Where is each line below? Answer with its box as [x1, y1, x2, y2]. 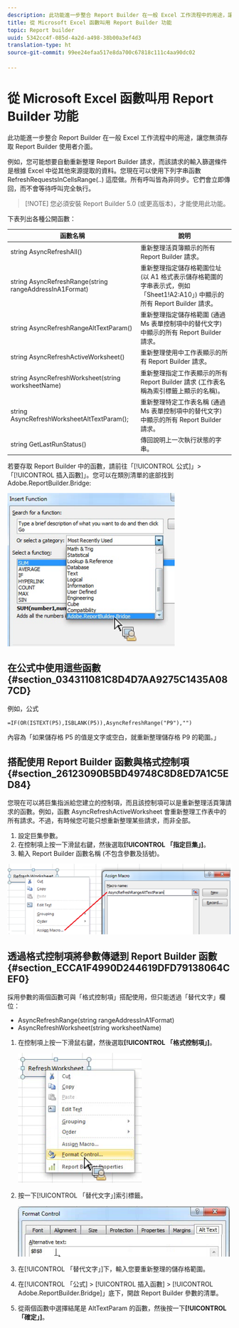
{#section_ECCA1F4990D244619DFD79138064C [7, 961, 230, 974]
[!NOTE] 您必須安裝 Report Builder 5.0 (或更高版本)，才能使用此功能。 [24, 199, 230, 208]
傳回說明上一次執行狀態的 [140, 436, 216, 444]
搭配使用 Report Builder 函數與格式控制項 [7, 756, 190, 768]
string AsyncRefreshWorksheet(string [10, 373, 121, 382]
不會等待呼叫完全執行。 [26, 184, 95, 193]
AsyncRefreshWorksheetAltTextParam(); [10, 414, 129, 423]
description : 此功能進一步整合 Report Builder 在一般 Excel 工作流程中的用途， [7, 11, 228, 19]
